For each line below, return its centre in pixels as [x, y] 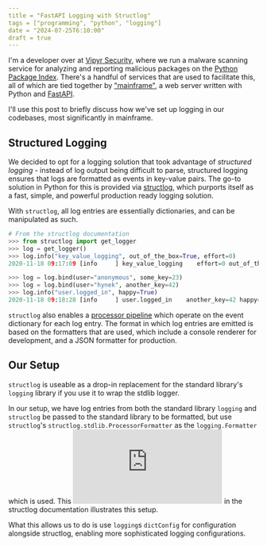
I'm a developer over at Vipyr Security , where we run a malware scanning [128, 60]
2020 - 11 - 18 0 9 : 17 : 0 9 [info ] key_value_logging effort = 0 [117, 263]
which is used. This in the [126, 501]
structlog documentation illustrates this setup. [83, 509]
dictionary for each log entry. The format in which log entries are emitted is [131, 323]
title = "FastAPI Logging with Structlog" [79, 15]
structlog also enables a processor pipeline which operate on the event [126, 315]
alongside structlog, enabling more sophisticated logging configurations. [127, 533]
